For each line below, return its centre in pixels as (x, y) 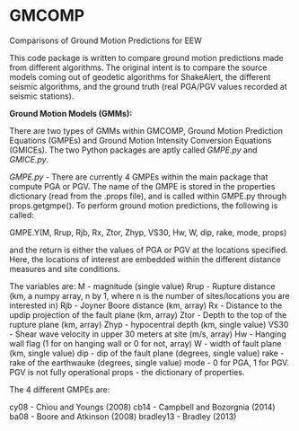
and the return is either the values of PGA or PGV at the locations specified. (149, 250)
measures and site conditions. (65, 268)
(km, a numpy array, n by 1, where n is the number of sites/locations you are (149, 295)
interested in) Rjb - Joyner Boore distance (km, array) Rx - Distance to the (146, 305)
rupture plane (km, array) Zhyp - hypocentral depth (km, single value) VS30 (149, 324)
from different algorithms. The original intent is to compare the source (138, 67)
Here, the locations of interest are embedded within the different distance (145, 259)
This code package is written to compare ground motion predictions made (147, 57)
